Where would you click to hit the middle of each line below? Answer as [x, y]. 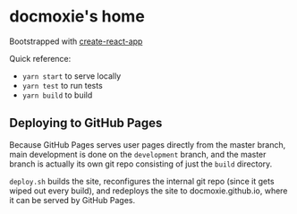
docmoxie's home [77, 17]
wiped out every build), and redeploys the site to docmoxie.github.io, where [148, 191]
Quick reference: [40, 58]
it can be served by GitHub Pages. [72, 200]
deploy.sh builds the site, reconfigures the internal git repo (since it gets [142, 181]
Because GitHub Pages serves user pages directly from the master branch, [148, 144]
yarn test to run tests [62, 85]
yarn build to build [57, 95]
